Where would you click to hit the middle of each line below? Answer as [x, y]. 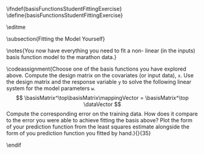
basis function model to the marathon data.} [62, 57]
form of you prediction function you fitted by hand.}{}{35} [79, 133]
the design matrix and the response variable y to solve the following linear [99, 82]
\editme [16, 27]
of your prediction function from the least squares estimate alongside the [98, 127]
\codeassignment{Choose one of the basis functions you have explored [97, 69]
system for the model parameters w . [51, 88]
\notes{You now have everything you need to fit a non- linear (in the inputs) [101, 51]
